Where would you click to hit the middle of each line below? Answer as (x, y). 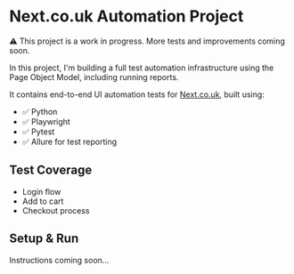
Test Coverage (51, 170)
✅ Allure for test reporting (69, 141)
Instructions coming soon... (59, 260)
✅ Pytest (38, 132)
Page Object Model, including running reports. (94, 77)
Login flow (41, 191)
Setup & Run (44, 239)
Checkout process (56, 210)
